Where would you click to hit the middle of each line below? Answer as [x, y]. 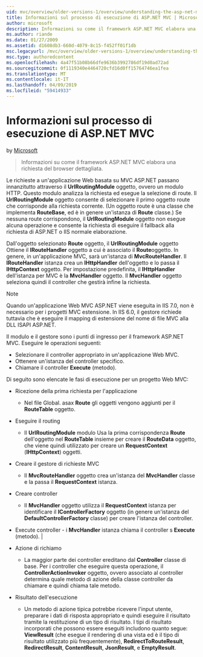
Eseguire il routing [37, 421]
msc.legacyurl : [25, 51]
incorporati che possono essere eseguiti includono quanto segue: [106, 628]
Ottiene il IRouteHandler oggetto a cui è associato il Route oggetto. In [92, 249]
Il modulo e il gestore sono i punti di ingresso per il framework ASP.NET [95, 336]
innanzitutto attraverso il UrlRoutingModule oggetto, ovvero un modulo [95, 187]
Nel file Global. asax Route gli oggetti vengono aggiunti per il [99, 403]
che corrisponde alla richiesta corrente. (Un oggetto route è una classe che [100, 206]
